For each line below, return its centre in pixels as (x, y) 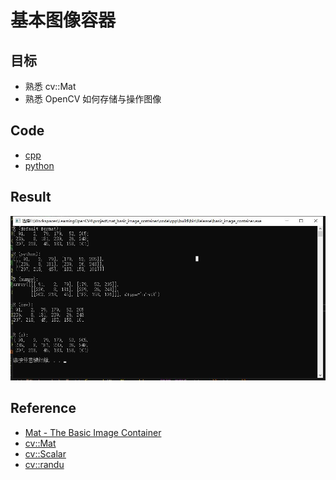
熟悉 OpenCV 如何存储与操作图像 (93, 99)
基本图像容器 (63, 20)
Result (31, 197)
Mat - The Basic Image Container (93, 432)
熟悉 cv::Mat (50, 86)
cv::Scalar (45, 453)
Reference (43, 408)
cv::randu (44, 464)
